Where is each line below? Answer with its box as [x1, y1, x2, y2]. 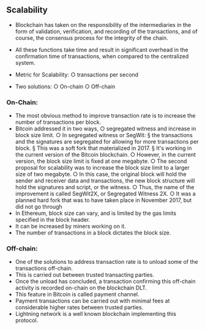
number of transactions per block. [15, 119, 102, 126]
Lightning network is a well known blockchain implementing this [15, 310, 176, 318]
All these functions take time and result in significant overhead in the [15, 46, 188, 53]
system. [15, 59, 35, 66]
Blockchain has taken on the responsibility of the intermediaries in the [15, 21, 192, 28]
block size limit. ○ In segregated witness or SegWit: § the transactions [15, 132, 193, 139]
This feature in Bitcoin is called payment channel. [15, 291, 140, 298]
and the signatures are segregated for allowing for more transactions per [15, 138, 199, 146]
